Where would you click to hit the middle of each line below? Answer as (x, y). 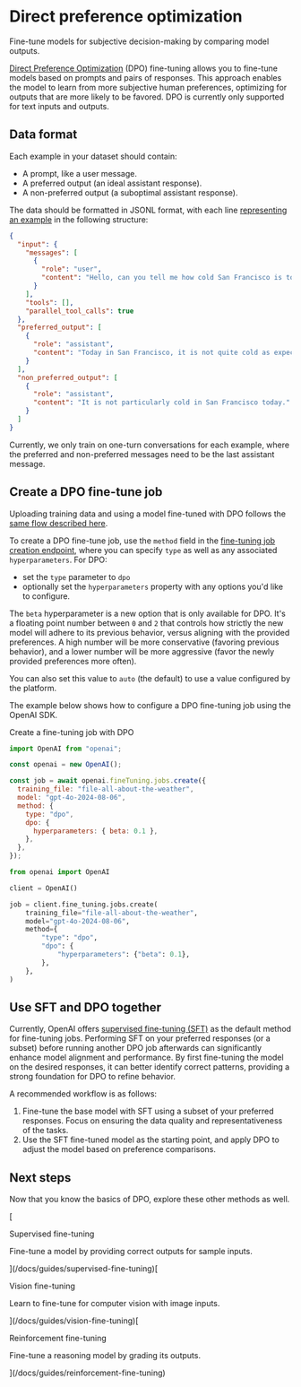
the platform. (33, 688)
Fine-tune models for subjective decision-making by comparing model (139, 41)
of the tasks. (45, 1131)
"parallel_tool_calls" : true (80, 311)
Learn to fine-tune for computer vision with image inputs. (115, 1304)
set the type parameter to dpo (76, 576)
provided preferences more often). (73, 661)
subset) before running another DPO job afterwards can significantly (136, 1048)
